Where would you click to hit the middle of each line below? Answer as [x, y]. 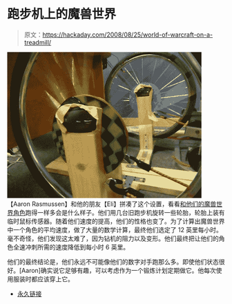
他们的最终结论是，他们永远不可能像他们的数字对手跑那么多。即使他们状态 [113, 262]
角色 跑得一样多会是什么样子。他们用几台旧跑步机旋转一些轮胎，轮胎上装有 [119, 212]
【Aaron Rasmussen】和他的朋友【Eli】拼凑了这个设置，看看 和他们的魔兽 [112, 204]
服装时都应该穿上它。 [43, 279]
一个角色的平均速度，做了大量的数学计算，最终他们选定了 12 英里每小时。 [118, 229]
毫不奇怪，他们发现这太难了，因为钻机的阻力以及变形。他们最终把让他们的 [113, 238]
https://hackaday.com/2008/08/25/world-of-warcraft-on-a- [128, 35]
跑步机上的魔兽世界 [62, 14]
